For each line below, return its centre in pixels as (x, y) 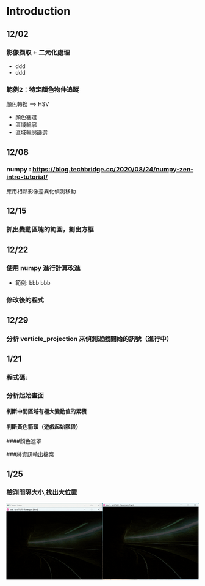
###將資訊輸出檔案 (30, 454)
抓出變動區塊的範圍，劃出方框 (50, 230)
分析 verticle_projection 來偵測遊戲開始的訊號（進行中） (89, 339)
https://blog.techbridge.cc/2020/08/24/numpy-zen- (113, 170)
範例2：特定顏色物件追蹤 (43, 89)
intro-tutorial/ (27, 177)
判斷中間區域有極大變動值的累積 (46, 411)
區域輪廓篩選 (31, 132)
